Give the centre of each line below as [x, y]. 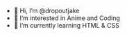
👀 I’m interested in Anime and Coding [67, 18]
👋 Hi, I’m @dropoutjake [46, 11]
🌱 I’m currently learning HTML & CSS [66, 25]
